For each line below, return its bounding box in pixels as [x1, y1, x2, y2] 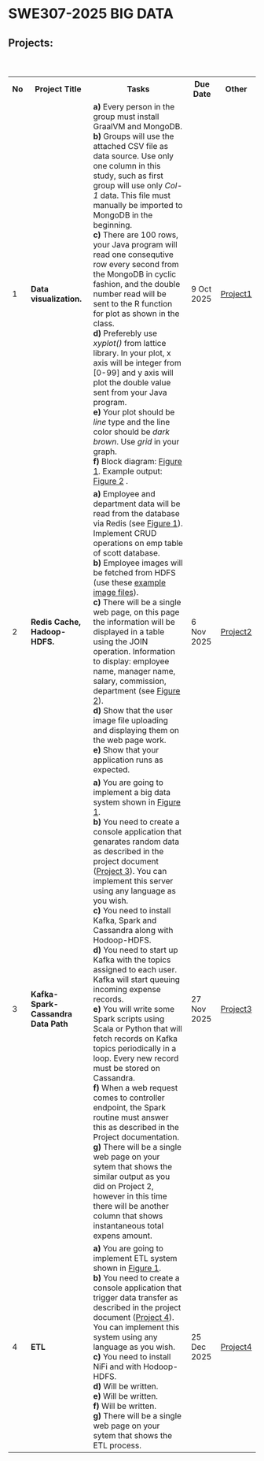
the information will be [93, 616, 175, 627]
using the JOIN [93, 636, 148, 647]
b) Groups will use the [93, 131, 174, 142]
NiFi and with [93, 1361, 141, 1372]
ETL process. [93, 1440, 142, 1451]
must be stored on [93, 1062, 161, 1073]
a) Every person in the [93, 101, 175, 112]
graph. [93, 446, 118, 457]
